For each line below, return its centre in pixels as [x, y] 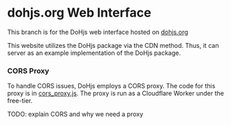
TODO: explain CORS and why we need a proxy [75, 114]
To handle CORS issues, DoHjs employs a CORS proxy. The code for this [111, 86]
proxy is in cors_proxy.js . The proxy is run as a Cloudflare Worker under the [116, 93]
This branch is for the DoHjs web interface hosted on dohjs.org [98, 32]
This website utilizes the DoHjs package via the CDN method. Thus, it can [113, 45]
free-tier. [20, 101]
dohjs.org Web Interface [79, 13]
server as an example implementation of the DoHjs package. [94, 53]
